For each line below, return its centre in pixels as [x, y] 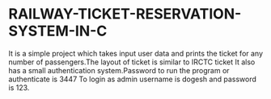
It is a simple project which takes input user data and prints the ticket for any [136, 53]
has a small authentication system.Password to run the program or [119, 70]
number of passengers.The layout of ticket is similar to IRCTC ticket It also [132, 62]
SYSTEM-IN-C [58, 31]
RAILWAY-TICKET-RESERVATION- [125, 14]
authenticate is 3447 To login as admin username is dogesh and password [133, 79]
